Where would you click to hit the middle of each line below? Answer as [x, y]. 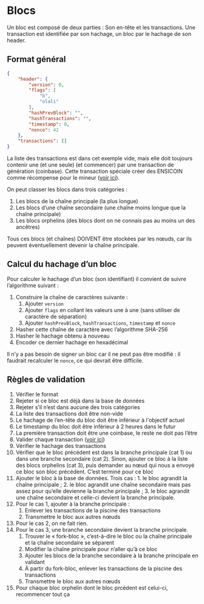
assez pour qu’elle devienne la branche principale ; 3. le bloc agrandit [103, 491]
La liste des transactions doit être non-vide [69, 413]
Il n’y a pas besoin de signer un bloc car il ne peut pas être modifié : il [94, 354]
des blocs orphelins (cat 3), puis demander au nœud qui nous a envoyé [105, 465]
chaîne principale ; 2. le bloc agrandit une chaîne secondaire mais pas [103, 484]
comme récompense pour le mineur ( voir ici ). [63, 178]
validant [35, 562]
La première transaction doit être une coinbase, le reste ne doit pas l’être [107, 433]
